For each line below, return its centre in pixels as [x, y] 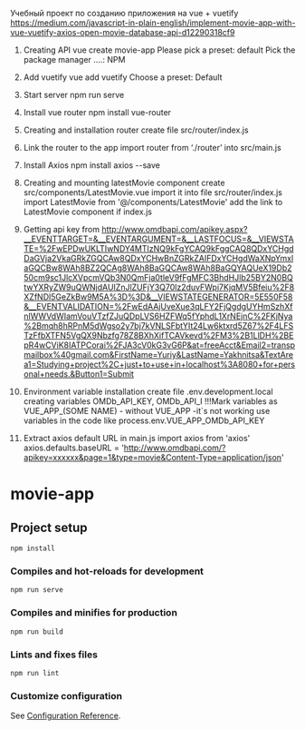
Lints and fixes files [54, 655]
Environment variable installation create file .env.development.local [148, 391]
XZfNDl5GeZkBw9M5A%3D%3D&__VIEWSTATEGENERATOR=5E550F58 [158, 297]
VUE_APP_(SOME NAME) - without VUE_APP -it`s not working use [147, 411]
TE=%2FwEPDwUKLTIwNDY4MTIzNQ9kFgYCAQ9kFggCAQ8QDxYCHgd [158, 248]
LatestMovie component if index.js [88, 212]
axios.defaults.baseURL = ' [74, 448]
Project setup [49, 527]
